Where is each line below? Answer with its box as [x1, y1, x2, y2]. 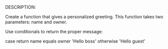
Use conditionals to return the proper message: [5, 29, 103, 34]
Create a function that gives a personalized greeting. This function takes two [5, 14, 163, 19]
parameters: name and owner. [5, 19, 67, 25]
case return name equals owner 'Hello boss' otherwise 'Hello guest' [5, 38, 145, 44]
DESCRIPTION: [5, 4, 36, 10]
